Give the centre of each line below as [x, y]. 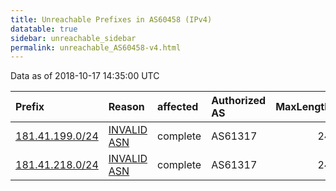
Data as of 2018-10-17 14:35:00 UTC [85, 76]
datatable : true [44, 29]
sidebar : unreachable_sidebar [73, 38]
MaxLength [303, 107]
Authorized [239, 101]
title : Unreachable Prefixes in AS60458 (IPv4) [111, 19]
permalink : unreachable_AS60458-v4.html [96, 47]
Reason [126, 107]
